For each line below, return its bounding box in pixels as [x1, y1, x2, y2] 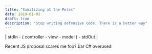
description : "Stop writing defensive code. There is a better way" [5, 20, 148, 26]
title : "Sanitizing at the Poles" [5, 7, 76, 12]
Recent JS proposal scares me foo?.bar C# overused [5, 43, 111, 49]
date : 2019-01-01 [5, 12, 41, 17]
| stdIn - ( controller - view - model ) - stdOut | [5, 34, 98, 40]
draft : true [5, 16, 29, 21]
